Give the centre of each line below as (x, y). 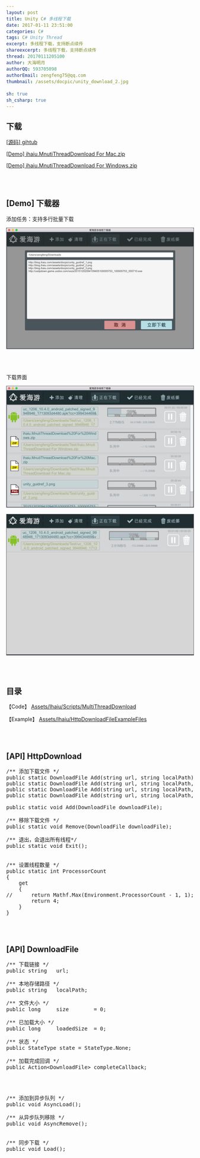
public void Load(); (36, 1149)
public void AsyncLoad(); (44, 1105)
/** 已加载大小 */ (30, 1023)
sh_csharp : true (26, 100)
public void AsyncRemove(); (47, 1124)
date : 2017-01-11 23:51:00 (39, 25)
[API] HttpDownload (44, 756)
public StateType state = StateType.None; (69, 1048)
